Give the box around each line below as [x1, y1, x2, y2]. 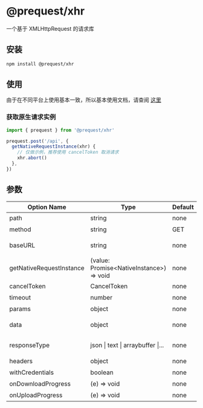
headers [9, 357, 33, 365]
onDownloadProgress [9, 380, 71, 388]
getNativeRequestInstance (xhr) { [11, 143, 96, 150]
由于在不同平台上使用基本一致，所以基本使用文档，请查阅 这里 [6, 96, 161, 104]
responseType [9, 341, 50, 349]
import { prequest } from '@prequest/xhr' [6, 127, 115, 133]
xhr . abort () [17, 155, 47, 161]
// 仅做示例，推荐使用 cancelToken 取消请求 [17, 150, 119, 156]
